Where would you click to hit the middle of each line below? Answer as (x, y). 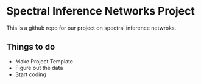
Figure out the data (39, 68)
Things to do (31, 47)
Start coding (31, 74)
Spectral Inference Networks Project (100, 11)
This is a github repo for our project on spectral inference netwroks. (91, 28)
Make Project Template (44, 61)
